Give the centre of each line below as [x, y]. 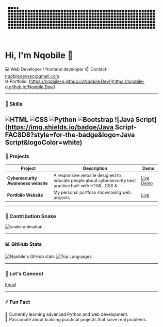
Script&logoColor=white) [44, 142]
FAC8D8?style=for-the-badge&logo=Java [70, 135]
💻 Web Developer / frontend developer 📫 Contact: [56, 69]
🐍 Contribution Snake [31, 216]
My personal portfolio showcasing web [92, 192]
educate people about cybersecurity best [95, 181]
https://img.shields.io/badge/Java [61, 127]
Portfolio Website [25, 195]
